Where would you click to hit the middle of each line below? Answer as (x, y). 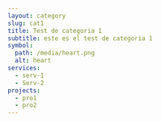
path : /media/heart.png (55, 53)
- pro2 (26, 105)
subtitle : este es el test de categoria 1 (80, 38)
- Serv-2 (30, 83)
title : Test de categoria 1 (55, 31)
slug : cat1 (26, 23)
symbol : (21, 46)
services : (24, 68)
